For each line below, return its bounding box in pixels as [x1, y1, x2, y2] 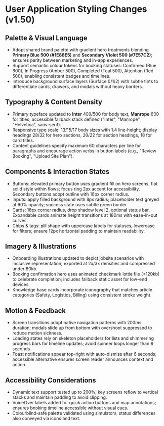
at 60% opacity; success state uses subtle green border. [12, 201, 128, 207]
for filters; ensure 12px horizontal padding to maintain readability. [12, 228, 145, 234]
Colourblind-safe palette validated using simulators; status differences [12, 410, 156, 416]
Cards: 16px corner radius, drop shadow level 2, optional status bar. [12, 207, 150, 213]
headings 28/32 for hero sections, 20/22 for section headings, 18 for [12, 132, 152, 138]
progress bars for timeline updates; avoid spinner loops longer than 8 [12, 340, 154, 347]
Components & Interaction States [5, 167, 110, 176]
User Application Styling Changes [5, 3, 147, 15]
